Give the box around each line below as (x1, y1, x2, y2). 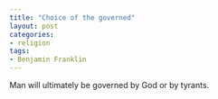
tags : (9, 47, 30, 56)
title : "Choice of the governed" (9, 13, 136, 22)
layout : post (9, 22, 59, 31)
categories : (9, 30, 54, 39)
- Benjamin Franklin (9, 55, 88, 64)
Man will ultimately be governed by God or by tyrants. (9, 80, 210, 90)
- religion (9, 38, 51, 48)
